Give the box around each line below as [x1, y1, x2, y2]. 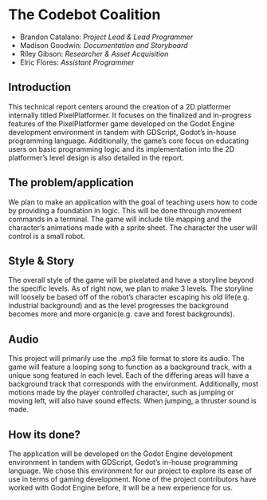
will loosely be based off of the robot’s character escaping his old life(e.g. [8, 292, 249, 302]
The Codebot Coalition [8, 6, 161, 24]
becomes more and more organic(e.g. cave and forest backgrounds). [8, 309, 235, 319]
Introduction [8, 81, 72, 94]
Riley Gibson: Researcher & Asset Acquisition [19, 49, 169, 58]
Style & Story [8, 254, 75, 268]
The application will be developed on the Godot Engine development [8, 449, 234, 458]
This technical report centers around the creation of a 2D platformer [8, 101, 232, 111]
